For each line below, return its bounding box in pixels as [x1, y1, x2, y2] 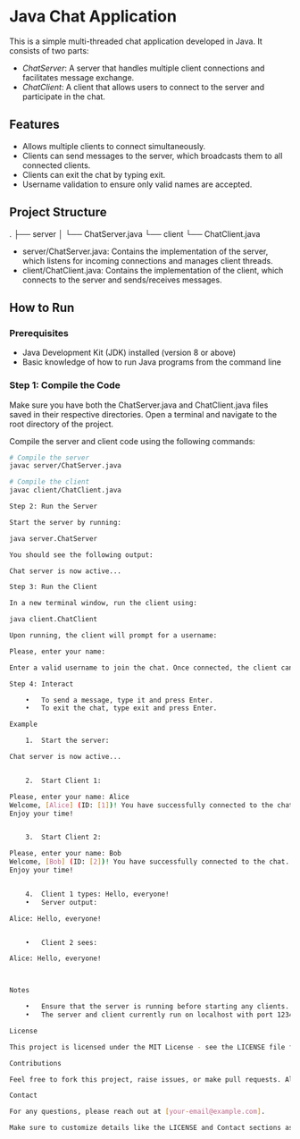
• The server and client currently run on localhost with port [25, 1010, 274, 1020]
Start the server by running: [9, 518, 122, 527]
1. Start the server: [25, 736, 110, 746]
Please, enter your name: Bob [9, 849, 122, 858]
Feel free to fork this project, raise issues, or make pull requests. [9, 1075, 281, 1084]
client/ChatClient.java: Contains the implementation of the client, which [21, 265, 284, 275]
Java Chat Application [9, 6, 177, 27]
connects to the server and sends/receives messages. [21, 274, 222, 285]
